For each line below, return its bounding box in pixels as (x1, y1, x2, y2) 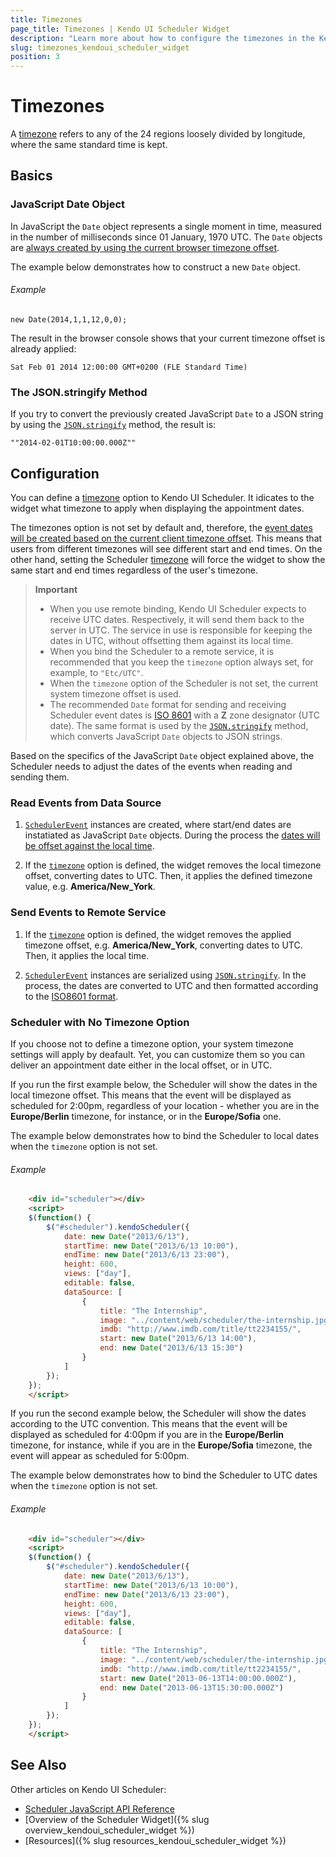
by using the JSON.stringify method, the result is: (10, 419, 217, 431)
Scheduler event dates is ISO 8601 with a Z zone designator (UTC (49, 709, 320, 721)
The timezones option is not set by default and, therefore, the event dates (10, 522, 313, 534)
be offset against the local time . (24, 840, 155, 852)
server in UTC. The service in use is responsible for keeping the (49, 624, 313, 636)
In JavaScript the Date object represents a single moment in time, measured (10, 220, 322, 232)
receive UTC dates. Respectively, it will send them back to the (49, 614, 305, 626)
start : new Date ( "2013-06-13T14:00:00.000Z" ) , (99, 1673, 298, 1683)
